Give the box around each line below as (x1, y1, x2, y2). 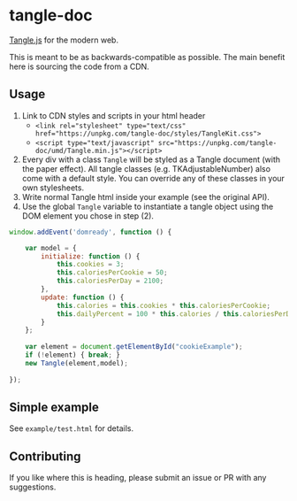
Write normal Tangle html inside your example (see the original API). (21, 191, 270, 202)
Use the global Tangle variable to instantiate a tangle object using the (21, 201, 274, 212)
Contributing (9, 449, 81, 464)
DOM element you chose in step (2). (21, 210, 155, 221)
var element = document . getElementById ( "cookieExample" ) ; (25, 343, 243, 351)
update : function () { (41, 293, 125, 302)
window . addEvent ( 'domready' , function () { (9, 227, 172, 236)
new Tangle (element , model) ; (25, 358, 128, 367)
